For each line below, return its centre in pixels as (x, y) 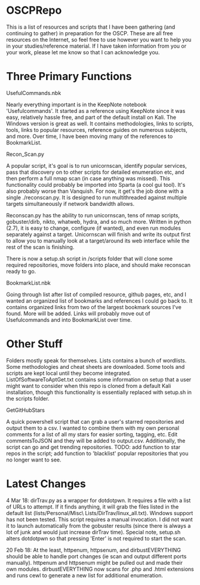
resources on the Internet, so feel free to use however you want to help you (99, 39)
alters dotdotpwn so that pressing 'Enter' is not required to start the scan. (96, 538)
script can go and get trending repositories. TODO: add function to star (93, 447)
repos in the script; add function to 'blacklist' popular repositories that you (98, 453)
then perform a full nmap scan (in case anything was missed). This (88, 178)
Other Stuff (35, 344)
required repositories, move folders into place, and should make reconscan (99, 265)
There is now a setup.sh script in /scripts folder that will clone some (90, 258)
